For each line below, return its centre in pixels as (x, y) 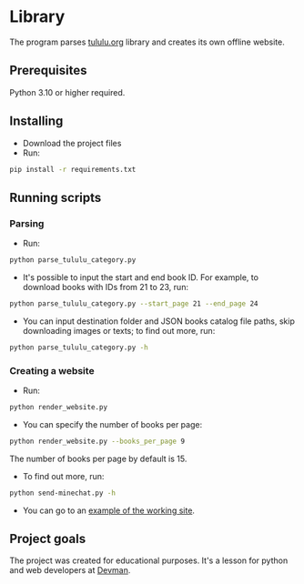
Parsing (27, 223)
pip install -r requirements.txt (73, 169)
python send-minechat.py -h (63, 493)
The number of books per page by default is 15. (98, 458)
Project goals (48, 539)
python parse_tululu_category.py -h (79, 347)
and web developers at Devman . (70, 570)
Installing (36, 121)
